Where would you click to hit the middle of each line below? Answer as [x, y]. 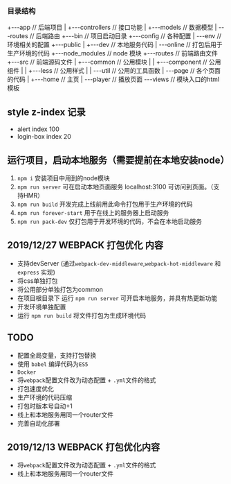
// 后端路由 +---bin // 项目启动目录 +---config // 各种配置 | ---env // [126, 36]
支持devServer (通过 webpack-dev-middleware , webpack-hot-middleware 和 [119, 263]
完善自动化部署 [38, 423]
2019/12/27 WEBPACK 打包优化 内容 [85, 245]
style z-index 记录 [46, 112]
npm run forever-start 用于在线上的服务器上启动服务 [93, 212]
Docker [27, 372]
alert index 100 [38, 129]
